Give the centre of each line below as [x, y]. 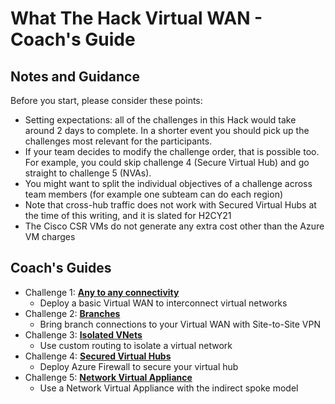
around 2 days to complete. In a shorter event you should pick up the [167, 130]
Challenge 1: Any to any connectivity [102, 292]
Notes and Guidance [75, 76]
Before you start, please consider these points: [106, 100]
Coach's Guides [61, 268]
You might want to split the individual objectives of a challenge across [168, 183]
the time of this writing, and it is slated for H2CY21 [128, 215]
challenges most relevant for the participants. [118, 141]
